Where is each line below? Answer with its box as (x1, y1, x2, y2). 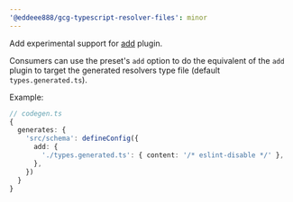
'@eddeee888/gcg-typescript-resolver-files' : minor (9, 13, 207, 22)
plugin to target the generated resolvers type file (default (9, 65, 221, 75)
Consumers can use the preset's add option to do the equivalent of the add (9, 55, 285, 66)
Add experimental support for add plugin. (9, 38, 163, 48)
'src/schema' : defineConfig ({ (25, 134, 140, 144)
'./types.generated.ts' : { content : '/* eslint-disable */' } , (41, 151, 284, 160)
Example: (9, 92, 44, 102)
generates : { (17, 126, 67, 135)
